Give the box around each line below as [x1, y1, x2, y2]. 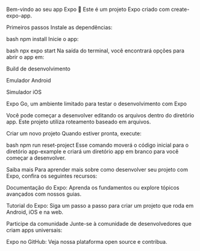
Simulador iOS [6, 88, 42, 96]
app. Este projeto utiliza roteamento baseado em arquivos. [6, 118, 151, 125]
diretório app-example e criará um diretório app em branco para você [6, 148, 179, 155]
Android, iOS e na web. [6, 208, 64, 215]
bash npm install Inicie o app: [6, 36, 79, 42]
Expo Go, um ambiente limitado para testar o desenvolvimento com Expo [6, 100, 187, 107]
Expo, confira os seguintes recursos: [6, 172, 98, 179]
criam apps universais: [6, 226, 63, 234]
